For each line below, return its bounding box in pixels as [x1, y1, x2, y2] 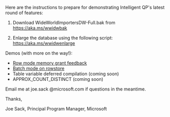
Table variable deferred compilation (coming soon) [12, 71, 119, 77]
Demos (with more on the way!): [5, 50, 73, 56]
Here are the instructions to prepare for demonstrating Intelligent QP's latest [5, 5, 165, 10]
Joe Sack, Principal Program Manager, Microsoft [5, 106, 107, 111]
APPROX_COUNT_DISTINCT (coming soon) [12, 76, 103, 82]
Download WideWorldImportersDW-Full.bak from [12, 20, 116, 25]
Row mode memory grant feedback [12, 60, 88, 66]
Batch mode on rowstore [12, 66, 65, 71]
